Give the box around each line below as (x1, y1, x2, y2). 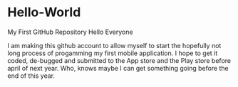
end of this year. (7, 71, 56, 80)
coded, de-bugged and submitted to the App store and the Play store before (7, 56, 232, 64)
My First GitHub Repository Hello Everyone (7, 28, 133, 36)
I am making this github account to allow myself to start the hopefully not (7, 41, 222, 50)
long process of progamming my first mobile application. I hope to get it (7, 49, 218, 57)
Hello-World (7, 4, 81, 21)
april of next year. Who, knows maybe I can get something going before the (7, 64, 229, 72)
